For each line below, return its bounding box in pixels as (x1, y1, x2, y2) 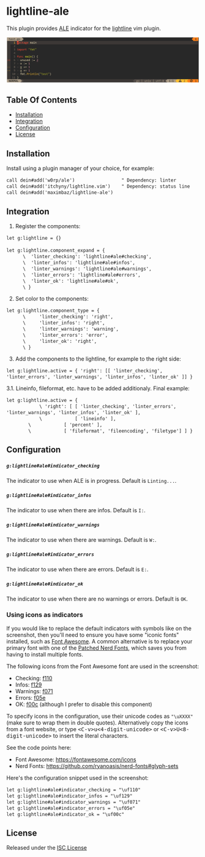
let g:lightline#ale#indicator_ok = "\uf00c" (6, 811, 124, 817)
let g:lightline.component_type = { (6, 307, 100, 313)
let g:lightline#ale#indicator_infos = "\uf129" (6, 793, 133, 799)
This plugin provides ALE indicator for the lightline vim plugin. (6, 25, 161, 32)
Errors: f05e (15, 694, 46, 701)
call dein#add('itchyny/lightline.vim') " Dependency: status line (6, 183, 190, 190)
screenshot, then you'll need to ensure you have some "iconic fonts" (6, 631, 179, 639)
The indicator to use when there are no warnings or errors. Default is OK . (6, 595, 188, 602)
